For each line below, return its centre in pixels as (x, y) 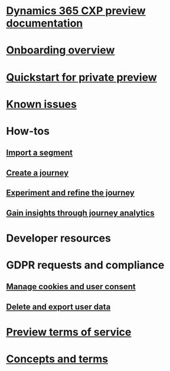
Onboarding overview (61, 50)
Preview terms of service (69, 332)
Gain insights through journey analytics (80, 213)
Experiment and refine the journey (70, 193)
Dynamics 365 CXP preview (76, 11)
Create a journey (37, 173)
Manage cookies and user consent (71, 287)
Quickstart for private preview (82, 77)
